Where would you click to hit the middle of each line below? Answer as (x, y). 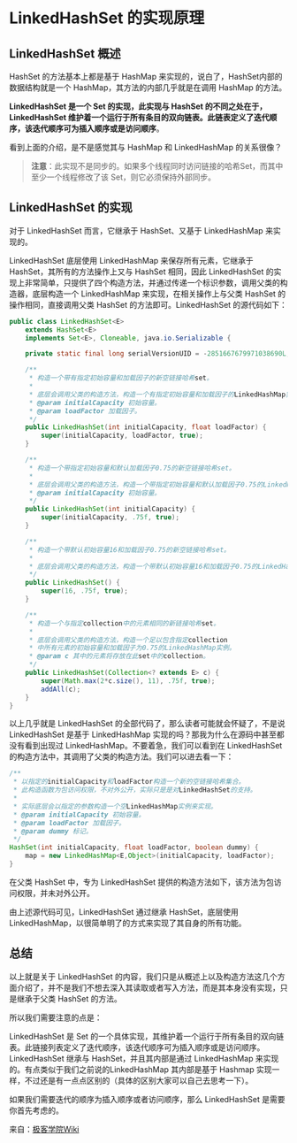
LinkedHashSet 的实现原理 (107, 18)
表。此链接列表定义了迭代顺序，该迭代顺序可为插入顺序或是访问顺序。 (137, 1047)
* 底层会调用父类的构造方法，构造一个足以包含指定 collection (128, 640)
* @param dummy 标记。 (53, 831)
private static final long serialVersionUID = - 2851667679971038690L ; (158, 354)
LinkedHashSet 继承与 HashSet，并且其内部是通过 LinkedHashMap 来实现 (144, 1058)
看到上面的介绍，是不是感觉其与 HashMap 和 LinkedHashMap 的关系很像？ (146, 147)
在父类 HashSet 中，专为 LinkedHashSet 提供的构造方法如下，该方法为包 (141, 882)
